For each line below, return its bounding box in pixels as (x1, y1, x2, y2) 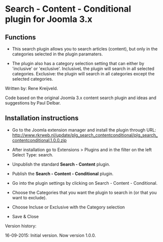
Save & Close (12, 213, 39, 219)
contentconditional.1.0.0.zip (12, 137, 67, 143)
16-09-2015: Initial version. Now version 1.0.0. (5, 232, 96, 238)
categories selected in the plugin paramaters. (12, 51, 103, 57)
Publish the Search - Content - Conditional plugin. (12, 171, 114, 176)
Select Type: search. (12, 152, 53, 157)
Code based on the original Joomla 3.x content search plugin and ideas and (5, 95, 157, 101)
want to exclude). (12, 194, 47, 200)
